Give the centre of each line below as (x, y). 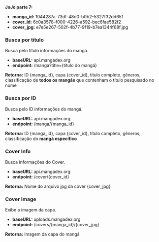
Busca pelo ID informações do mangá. (44, 109)
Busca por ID (21, 98)
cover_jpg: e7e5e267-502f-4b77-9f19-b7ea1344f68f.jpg (70, 27)
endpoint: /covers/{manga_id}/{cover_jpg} (56, 225)
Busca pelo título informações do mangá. (47, 51)
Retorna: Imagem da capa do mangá (42, 234)
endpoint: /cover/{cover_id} (41, 176)
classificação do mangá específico (41, 138)
